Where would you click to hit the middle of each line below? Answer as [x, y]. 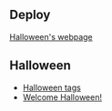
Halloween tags [52, 87]
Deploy [30, 15]
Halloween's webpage [51, 36]
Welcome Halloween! [62, 97]
